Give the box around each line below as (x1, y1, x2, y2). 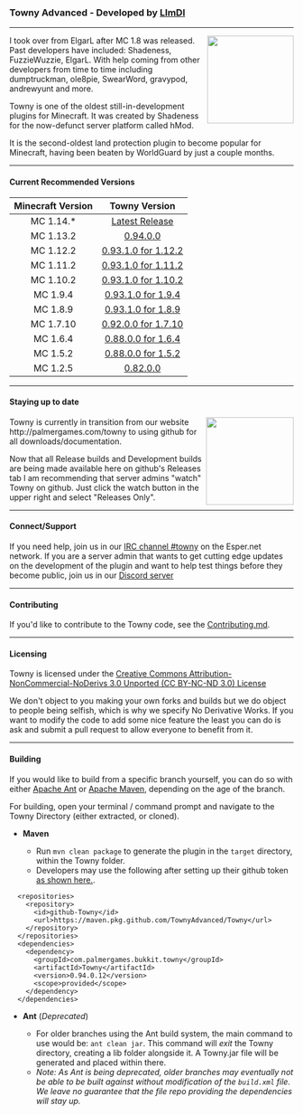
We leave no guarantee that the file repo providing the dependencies (35, 1085, 293, 1096)
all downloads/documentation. (9, 436, 122, 447)
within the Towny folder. (35, 855, 125, 865)
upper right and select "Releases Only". (9, 491, 156, 503)
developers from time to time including (9, 64, 153, 75)
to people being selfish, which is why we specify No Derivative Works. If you (9, 705, 294, 716)
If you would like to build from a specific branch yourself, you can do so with (9, 773, 293, 784)
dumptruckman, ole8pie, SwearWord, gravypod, (9, 74, 188, 85)
